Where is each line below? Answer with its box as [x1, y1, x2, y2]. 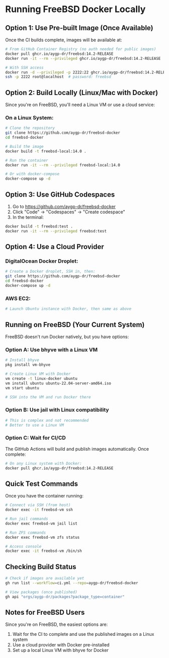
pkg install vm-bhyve [5, 362, 51, 368]
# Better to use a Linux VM [5, 423, 64, 428]
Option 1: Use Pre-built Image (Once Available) [5, 24, 153, 32]
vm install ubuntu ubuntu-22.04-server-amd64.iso [5, 381, 112, 386]
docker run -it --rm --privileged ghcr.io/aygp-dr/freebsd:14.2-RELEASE [5, 56, 161, 61]
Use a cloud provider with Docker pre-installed [12, 642, 110, 648]
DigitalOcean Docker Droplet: [5, 258, 78, 265]
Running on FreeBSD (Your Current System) [5, 320, 145, 329]
